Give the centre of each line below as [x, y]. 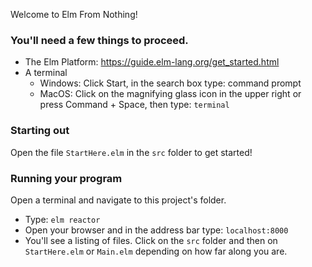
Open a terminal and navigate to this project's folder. [118, 200]
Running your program [66, 178]
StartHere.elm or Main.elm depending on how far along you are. [156, 251]
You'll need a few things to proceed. [99, 40]
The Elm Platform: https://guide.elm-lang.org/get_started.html [152, 62]
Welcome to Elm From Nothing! [74, 14]
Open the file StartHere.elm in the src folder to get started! [131, 152]
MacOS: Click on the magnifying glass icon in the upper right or [170, 94]
